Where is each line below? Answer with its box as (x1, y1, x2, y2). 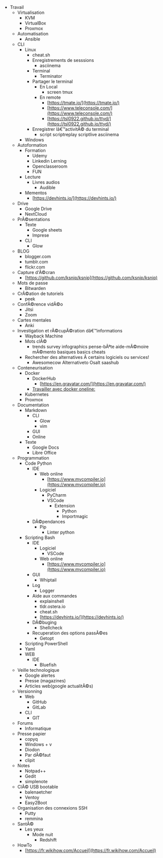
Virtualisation (17, 9, 45, 15)
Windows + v (24, 741, 52, 747)
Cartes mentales (17, 317, 51, 323)
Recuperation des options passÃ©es (32, 630, 108, 636)
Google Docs (32, 444, 59, 450)
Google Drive (24, 206, 52, 212)
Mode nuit (32, 832, 53, 838)
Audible (39, 185, 56, 190)
